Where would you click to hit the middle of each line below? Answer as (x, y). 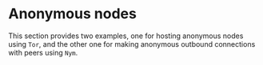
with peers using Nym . (43, 52)
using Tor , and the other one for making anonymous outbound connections (132, 44)
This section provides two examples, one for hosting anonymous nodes (126, 36)
